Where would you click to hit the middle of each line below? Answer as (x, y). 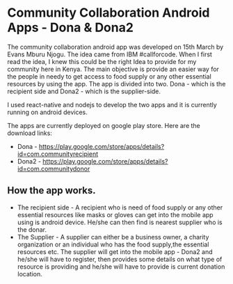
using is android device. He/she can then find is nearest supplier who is (120, 222)
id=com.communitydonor (54, 168)
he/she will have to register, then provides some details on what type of (120, 259)
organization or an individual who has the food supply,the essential (113, 244)
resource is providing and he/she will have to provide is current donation (121, 267)
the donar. (32, 229)
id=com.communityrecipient (58, 154)
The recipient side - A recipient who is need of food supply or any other (120, 207)
